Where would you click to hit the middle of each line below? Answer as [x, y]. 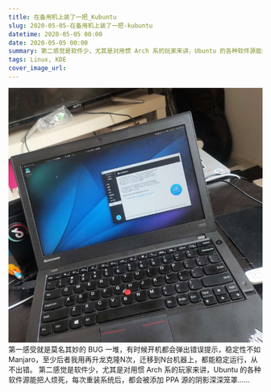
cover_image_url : [38, 69]
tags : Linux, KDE [38, 60]
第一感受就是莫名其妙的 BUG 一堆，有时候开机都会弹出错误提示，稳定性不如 [134, 349]
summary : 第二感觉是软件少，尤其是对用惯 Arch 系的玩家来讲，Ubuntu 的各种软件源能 [135, 51]
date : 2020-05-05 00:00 [48, 43]
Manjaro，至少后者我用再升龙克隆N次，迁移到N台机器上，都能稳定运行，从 [133, 359]
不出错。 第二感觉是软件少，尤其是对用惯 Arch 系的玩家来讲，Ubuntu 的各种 [135, 369]
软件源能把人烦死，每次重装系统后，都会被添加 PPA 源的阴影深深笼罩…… [129, 379]
